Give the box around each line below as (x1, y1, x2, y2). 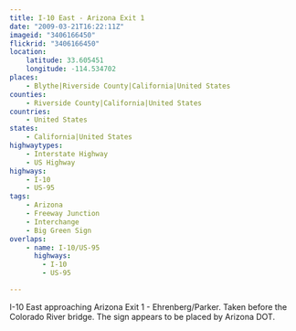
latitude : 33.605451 (26, 56, 104, 65)
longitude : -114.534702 (26, 65, 117, 74)
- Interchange (26, 217, 79, 227)
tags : (9, 192, 30, 201)
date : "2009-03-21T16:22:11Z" (9, 22, 125, 31)
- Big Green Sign (26, 226, 92, 235)
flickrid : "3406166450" (9, 38, 100, 48)
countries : (9, 107, 51, 116)
